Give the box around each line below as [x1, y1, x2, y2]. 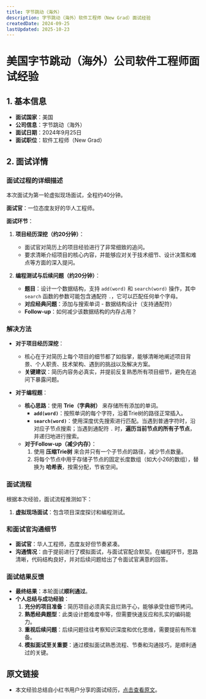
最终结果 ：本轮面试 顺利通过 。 [15, 587, 91, 595]
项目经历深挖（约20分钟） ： [15, 230, 85, 238]
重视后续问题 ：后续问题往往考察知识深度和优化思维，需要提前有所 [24, 626, 191, 633]
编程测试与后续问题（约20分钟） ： [15, 271, 101, 279]
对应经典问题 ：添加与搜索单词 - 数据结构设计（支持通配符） [24, 300, 175, 307]
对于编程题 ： [15, 389, 48, 396]
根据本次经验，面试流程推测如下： [6, 495, 93, 503]
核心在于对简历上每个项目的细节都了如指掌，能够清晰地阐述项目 [24, 353, 186, 360]
